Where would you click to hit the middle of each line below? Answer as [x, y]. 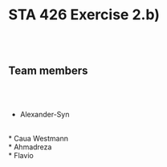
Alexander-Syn [45, 114]
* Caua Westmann [38, 138]
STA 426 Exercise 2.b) [84, 15]
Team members [48, 71]
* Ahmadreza [30, 147]
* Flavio [21, 155]
